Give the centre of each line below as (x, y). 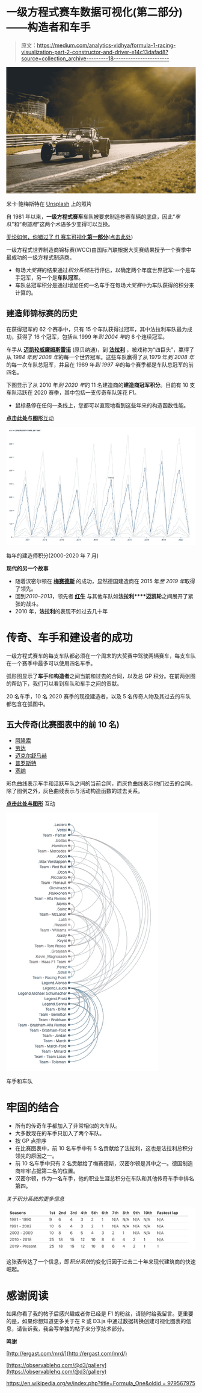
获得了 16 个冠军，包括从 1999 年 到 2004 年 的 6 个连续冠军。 (92, 337)
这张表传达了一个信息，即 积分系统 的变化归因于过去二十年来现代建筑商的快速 (101, 1262)
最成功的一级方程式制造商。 (41, 257)
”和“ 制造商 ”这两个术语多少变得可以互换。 (63, 224)
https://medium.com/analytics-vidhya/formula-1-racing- (106, 45)
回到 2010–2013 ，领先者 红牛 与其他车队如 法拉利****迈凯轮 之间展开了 (101, 596)
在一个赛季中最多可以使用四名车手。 (51, 663)
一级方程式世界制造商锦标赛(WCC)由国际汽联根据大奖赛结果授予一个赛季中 (99, 250)
